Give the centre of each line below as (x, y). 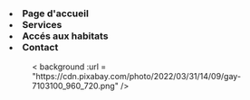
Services (42, 24)
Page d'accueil (55, 14)
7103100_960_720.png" (76, 86)
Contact (40, 47)
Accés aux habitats (65, 36)
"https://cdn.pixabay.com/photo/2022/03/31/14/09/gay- (137, 77)
